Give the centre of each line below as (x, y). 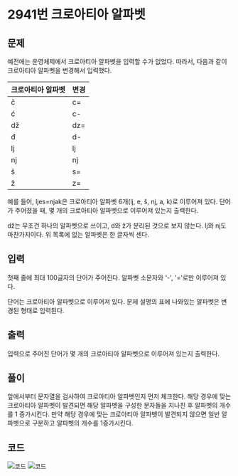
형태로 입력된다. (42, 310)
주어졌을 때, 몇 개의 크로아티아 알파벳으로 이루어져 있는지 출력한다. (107, 210)
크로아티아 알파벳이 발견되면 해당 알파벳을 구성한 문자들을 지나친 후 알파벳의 (113, 406)
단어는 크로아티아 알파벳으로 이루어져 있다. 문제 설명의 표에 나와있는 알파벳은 (114, 301)
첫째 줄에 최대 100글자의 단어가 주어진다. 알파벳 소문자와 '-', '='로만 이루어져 (113, 277)
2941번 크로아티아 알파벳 (76, 15)
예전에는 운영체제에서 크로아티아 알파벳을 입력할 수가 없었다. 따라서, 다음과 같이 (117, 62)
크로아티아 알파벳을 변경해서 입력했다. (60, 70)
